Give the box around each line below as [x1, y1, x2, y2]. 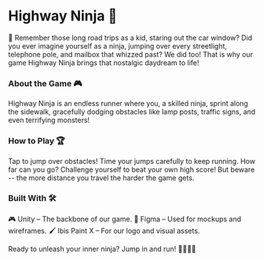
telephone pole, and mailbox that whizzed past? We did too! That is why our [8, 49, 254, 59]
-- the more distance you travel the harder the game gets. [8, 172, 195, 183]
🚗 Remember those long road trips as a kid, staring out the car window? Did [8, 33, 253, 42]
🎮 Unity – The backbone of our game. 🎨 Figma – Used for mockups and [8, 214, 242, 223]
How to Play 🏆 [8, 136, 65, 147]
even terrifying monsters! [8, 115, 90, 125]
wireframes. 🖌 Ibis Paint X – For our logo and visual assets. [8, 226, 200, 235]
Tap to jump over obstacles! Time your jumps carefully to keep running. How [8, 156, 256, 165]
